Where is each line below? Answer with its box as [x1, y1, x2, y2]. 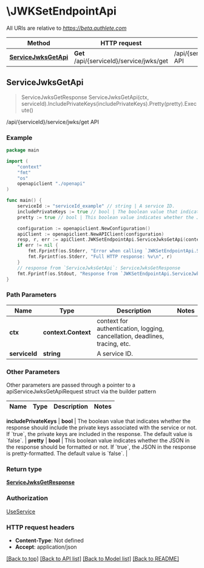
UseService [6, 508, 36, 515]
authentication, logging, [97, 324, 164, 333]
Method [27, 38, 50, 47]
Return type [6, 465, 42, 473]
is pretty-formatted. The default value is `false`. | [6, 450, 128, 457]
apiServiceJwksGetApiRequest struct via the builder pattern [6, 388, 157, 395]
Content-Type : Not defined [15, 536, 84, 544]
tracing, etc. [97, 339, 131, 348]
